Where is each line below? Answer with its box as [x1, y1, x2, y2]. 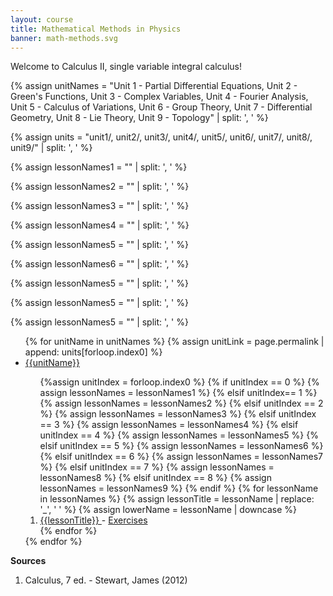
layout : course [10, 14, 74, 25]
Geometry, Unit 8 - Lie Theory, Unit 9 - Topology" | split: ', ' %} [10, 112, 269, 124]
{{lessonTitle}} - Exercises [39, 514, 148, 526]
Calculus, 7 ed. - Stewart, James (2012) [24, 574, 188, 586]
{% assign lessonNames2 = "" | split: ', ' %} [10, 181, 190, 193]
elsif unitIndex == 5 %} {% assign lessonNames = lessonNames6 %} [39, 440, 324, 452]
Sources [10, 555, 47, 567]
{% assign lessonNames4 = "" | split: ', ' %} [10, 219, 190, 231]
